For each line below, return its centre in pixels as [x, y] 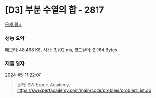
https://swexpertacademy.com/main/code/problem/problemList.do [84, 90]
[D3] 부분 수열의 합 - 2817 [55, 10]
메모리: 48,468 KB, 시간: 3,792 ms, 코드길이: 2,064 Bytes [61, 50]
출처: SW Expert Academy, [43, 85]
